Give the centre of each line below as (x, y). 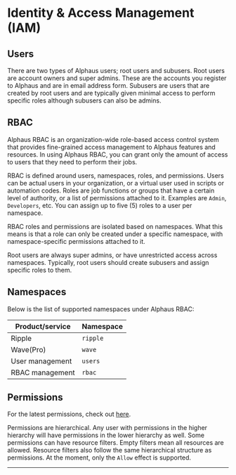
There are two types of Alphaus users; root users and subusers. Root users (116, 71)
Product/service (43, 326)
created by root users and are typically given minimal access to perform (111, 93)
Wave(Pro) (28, 349)
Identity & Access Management (101, 13)
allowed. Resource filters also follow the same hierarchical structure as (110, 450)
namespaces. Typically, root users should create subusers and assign (108, 262)
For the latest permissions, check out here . (69, 414)
